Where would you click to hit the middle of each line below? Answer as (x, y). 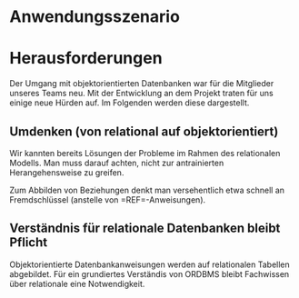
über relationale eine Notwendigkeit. (77, 283)
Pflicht (29, 243)
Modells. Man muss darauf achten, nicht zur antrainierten (117, 163)
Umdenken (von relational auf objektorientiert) (144, 131)
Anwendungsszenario (95, 17)
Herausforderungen (86, 59)
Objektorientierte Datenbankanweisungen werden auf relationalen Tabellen (150, 264)
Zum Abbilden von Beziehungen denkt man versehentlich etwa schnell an (147, 190)
